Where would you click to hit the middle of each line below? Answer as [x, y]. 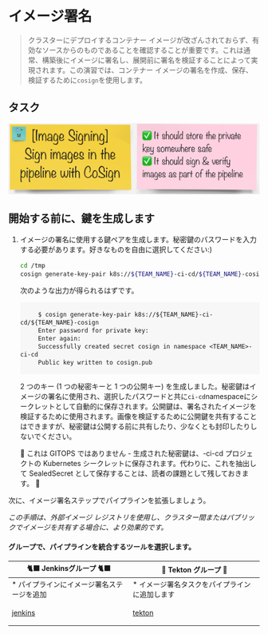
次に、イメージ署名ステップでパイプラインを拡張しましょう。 [109, 500]
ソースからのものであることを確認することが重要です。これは [143, 50]
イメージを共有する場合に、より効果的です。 [95, 527]
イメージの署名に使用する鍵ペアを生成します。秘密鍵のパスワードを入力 [138, 239]
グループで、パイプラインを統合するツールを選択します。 [102, 547]
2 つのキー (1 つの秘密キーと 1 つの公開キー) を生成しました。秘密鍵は [134, 386]
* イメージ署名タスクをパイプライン [192, 584]
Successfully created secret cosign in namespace [122, 346]
